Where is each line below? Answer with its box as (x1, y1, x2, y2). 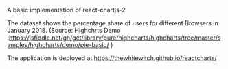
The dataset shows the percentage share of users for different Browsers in (7, 19, 218, 27)
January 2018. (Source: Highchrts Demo (7, 27, 121, 34)
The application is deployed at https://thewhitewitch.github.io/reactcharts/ (7, 54, 218, 62)
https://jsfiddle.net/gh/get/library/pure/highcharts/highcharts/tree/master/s (9, 33, 221, 42)
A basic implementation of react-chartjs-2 (7, 6, 126, 14)
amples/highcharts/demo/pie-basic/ (7, 41, 110, 49)
